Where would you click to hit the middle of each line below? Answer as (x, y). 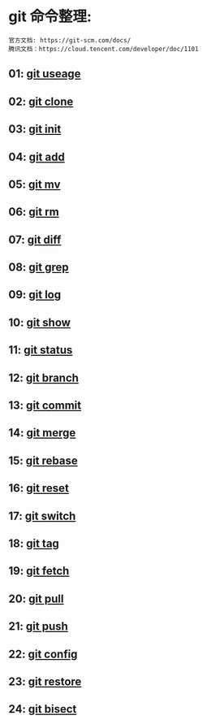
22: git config (43, 654)
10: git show (40, 322)
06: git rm (34, 212)
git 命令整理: (50, 17)
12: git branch (44, 377)
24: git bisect (43, 709)
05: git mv (34, 184)
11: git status (41, 350)
